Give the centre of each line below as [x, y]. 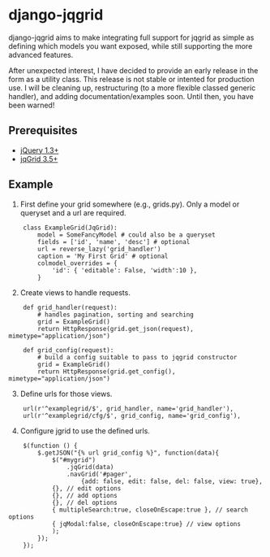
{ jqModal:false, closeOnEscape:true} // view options [146, 524]
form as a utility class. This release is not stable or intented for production [131, 79]
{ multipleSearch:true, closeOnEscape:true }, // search [150, 510]
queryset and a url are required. [73, 212]
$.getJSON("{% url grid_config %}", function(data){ [129, 453]
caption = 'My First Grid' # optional [103, 256]
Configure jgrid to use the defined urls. [85, 431]
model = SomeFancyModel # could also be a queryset [127, 235]
